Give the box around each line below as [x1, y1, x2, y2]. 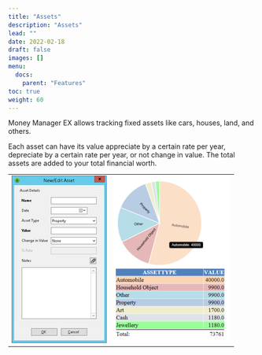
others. [8, 127, 31, 136]
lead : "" [8, 29, 37, 37]
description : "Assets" [8, 20, 83, 29]
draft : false [8, 46, 51, 54]
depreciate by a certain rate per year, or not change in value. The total [8, 150, 235, 160]
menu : [8, 63, 26, 71]
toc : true [8, 87, 41, 95]
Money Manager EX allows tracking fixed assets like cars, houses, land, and [8, 118, 254, 128]
